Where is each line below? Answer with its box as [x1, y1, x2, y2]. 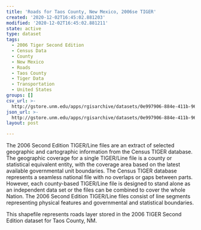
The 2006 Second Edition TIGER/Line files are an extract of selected [6, 142, 175, 149]
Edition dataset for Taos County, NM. [6, 217, 98, 225]
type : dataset [6, 31, 42, 37]
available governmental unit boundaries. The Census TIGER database [6, 167, 178, 174]
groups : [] [6, 92, 33, 98]
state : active [6, 25, 42, 32]
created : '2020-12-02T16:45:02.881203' [6, 14, 106, 20]
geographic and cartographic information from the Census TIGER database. [6, 148, 193, 156]
